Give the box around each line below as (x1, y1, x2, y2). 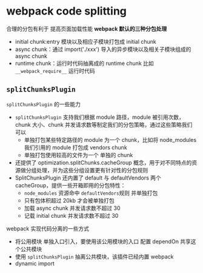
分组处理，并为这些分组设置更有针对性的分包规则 (25, 166, 148, 174)
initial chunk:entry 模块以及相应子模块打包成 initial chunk (15, 38, 156, 45)
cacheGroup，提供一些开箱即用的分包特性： (15, 181, 126, 189)
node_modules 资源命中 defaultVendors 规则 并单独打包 (24, 189, 158, 197)
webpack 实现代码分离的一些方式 (6, 224, 90, 232)
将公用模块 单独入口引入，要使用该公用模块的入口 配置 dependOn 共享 (15, 238, 191, 245)
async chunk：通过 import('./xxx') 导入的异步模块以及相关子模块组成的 (15, 45, 191, 53)
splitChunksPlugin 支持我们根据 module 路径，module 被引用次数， (15, 113, 185, 121)
